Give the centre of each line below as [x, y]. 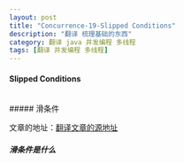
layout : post [33, 17]
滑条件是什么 [32, 149]
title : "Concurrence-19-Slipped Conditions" [92, 26]
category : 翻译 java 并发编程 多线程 [73, 42]
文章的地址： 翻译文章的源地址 [63, 128]
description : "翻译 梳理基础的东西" [71, 34]
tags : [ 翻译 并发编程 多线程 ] [59, 50]
